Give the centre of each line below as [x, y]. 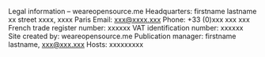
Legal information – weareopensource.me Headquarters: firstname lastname [132, 11]
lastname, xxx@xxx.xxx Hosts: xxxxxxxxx [76, 45]
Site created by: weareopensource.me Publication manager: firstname [122, 36]
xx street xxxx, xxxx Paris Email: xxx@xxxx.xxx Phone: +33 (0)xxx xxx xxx [129, 20]
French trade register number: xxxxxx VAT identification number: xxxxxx [126, 28]
